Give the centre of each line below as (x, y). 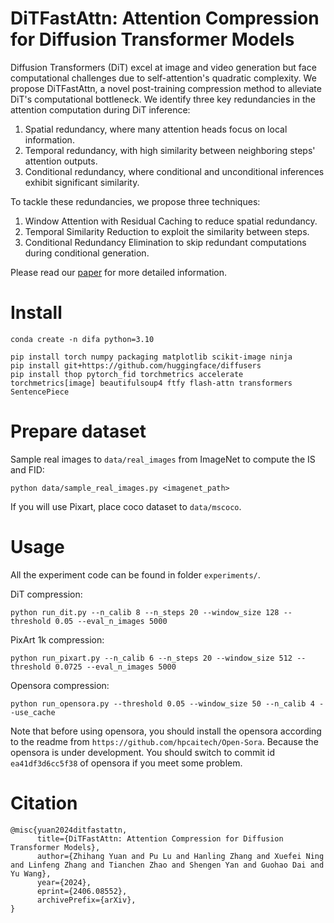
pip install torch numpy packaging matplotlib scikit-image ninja (151, 357)
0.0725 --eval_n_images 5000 (115, 667)
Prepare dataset (78, 431)
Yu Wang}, (31, 873)
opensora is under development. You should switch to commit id (143, 752)
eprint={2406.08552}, (82, 891)
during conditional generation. (87, 253)
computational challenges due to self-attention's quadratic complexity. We (163, 78)
